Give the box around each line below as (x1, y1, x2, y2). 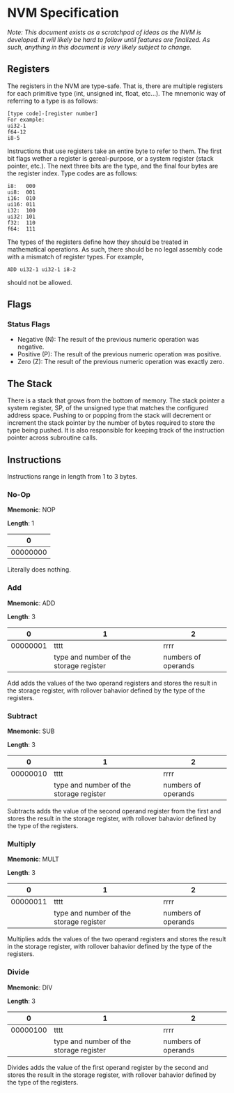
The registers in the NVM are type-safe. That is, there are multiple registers (7, 82, 224, 90)
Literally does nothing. (7, 565, 71, 574)
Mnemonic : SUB (7, 727, 55, 735)
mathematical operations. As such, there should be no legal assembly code (7, 245, 223, 253)
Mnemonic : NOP (7, 505, 56, 514)
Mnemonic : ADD (7, 599, 56, 607)
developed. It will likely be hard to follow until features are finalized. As (7, 35, 210, 43)
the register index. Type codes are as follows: (7, 169, 138, 178)
